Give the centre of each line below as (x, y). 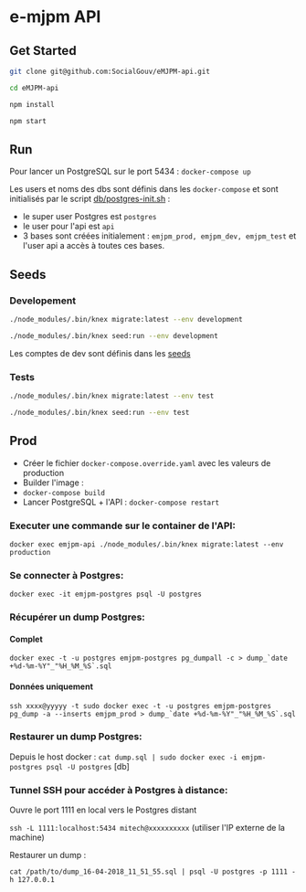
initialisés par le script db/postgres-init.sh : (90, 199)
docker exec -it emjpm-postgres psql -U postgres (106, 595)
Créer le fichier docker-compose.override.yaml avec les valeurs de (147, 462)
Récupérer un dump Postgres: (78, 617)
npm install (32, 104)
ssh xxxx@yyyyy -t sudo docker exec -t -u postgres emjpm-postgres (141, 706)
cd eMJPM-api (34, 88)
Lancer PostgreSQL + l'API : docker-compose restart (121, 502)
